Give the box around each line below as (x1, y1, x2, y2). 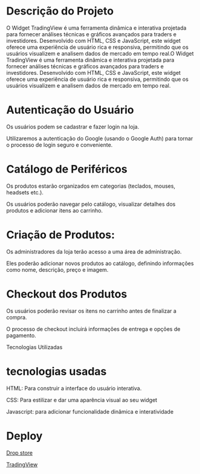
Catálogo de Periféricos (6, 162, 128, 176)
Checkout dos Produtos (6, 287, 127, 301)
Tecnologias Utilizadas (6, 343, 63, 351)
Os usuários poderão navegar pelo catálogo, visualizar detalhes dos (6, 200, 176, 208)
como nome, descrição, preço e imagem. (6, 266, 109, 273)
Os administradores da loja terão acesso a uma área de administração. (6, 248, 182, 255)
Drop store (6, 449, 33, 456)
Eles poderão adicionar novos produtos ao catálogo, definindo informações (6, 260, 195, 267)
